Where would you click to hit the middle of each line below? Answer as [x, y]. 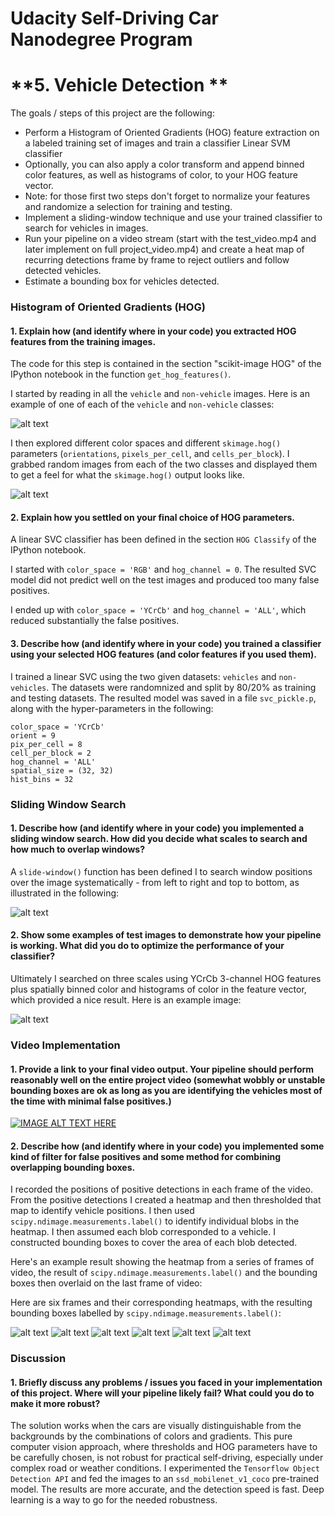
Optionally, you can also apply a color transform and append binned [164, 164]
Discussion [38, 1359]
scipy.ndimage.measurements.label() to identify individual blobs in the [155, 1221]
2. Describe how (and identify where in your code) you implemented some [167, 1146]
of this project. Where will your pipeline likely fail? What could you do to [162, 1393]
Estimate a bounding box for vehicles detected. [122, 281]
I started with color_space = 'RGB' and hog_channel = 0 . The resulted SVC [163, 569]
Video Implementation [65, 1045]
